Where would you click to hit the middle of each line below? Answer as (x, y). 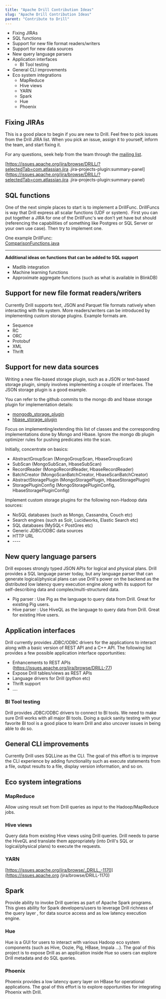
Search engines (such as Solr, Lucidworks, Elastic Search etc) (75, 520)
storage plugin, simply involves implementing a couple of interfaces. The (79, 384)
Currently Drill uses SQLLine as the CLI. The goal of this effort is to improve (82, 756)
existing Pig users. (31, 605)
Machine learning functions (40, 272)
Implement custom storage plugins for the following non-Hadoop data (76, 500)
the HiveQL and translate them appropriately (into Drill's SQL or (69, 841)
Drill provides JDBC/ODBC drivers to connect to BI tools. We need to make (81, 713)
